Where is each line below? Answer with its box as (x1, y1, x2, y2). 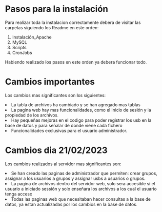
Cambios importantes (5, 77, 95, 87)
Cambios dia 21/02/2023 (5, 145, 108, 156)
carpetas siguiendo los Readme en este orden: (5, 24, 99, 30)
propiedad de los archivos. (5, 112, 59, 118)
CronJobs (12, 50, 33, 56)
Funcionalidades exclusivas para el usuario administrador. (11, 128, 128, 134)
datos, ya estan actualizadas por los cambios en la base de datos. (5, 201, 138, 207)
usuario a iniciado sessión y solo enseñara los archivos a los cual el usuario (5, 186, 157, 192)
